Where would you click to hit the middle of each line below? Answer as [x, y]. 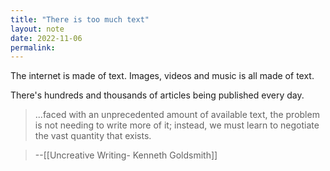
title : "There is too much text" [80, 19]
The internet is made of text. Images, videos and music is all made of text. [162, 76]
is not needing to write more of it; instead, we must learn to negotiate [177, 125]
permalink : [33, 47]
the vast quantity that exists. [93, 136]
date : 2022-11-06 [46, 38]
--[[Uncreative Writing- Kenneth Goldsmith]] [126, 155]
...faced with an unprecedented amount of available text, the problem [177, 115]
